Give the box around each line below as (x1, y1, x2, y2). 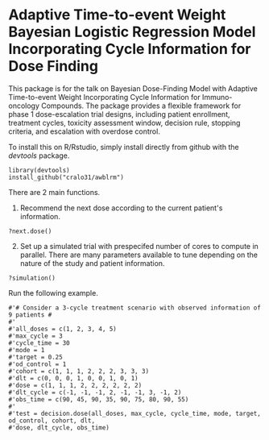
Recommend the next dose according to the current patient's (19, 203, 223, 213)
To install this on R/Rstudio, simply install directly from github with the (8, 142, 239, 152)
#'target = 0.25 (8, 353, 63, 361)
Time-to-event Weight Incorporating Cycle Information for (8, 92, 201, 102)
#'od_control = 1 (8, 360, 67, 368)
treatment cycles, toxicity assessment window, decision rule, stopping (8, 118, 241, 127)
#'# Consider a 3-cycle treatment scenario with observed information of (8, 304, 262, 312)
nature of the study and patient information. (19, 258, 165, 268)
